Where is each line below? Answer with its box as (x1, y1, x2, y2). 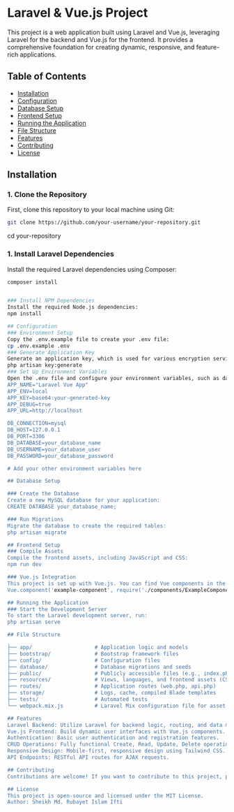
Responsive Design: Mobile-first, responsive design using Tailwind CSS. (7, 748, 226, 755)
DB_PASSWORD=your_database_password (7, 452, 114, 459)
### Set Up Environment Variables (7, 368, 108, 375)
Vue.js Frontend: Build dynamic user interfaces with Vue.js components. (7, 728, 226, 735)
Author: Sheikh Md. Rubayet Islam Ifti (7, 799, 123, 806)
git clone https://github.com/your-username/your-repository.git (7, 219, 201, 226)
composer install (7, 278, 58, 286)
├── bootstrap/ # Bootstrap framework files (7, 650, 179, 658)
